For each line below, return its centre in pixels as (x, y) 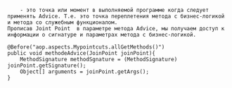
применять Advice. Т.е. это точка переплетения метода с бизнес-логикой (116, 16)
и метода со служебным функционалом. (63, 23)
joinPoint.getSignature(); (47, 65)
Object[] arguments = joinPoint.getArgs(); (85, 72)
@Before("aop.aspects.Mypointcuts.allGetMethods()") (86, 47)
